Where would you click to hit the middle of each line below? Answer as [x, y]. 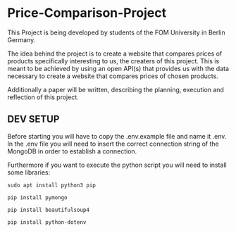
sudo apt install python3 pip [52, 185]
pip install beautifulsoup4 [49, 210]
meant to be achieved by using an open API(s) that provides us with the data [118, 68]
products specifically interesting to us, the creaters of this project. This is [113, 61]
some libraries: [29, 172]
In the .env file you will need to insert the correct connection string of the [113, 144]
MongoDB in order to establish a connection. [72, 151]
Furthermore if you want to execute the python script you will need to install [117, 165]
